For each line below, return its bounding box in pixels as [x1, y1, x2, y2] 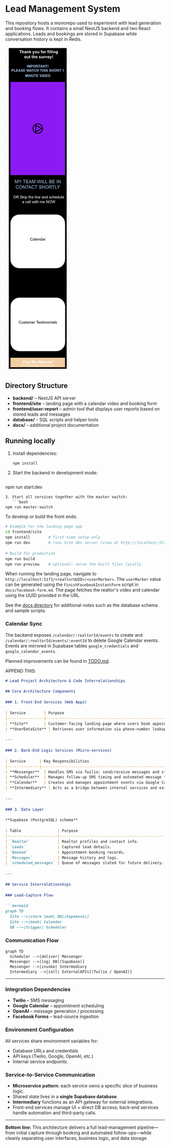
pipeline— [137, 1124, 158, 1131]
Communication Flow [5, 937, 59, 944]
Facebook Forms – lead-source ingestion [12, 1013, 99, 1019]
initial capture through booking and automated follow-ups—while [16, 1130, 152, 1136]
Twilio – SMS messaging [12, 997, 64, 1004]
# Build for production [5, 551, 56, 556]
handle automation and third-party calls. [12, 1110, 97, 1116]
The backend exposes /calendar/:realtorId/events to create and [5, 632, 143, 638]
